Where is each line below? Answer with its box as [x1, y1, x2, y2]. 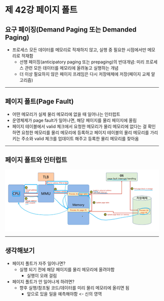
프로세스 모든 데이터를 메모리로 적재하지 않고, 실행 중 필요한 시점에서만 [12, 47, 146, 53]
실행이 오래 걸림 [26, 272, 57, 278]
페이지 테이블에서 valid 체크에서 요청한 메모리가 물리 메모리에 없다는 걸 [12, 123, 147, 129]
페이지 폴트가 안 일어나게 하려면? [12, 279, 75, 284]
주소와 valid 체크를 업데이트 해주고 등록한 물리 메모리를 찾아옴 [21, 135, 139, 141]
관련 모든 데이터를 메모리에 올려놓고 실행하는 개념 [24, 65, 119, 71]
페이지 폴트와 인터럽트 [5, 156, 67, 164]
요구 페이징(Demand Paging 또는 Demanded [5, 25, 137, 34]
